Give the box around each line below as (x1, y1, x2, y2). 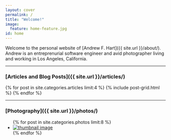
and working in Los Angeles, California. (5, 56, 88, 61)
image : (5, 21, 19, 27)
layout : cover (5, 7, 36, 13)
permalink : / (5, 12, 33, 17)
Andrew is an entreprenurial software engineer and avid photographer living (5, 50, 164, 56)
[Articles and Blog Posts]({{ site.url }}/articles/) (5, 73, 126, 80)
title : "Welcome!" (5, 17, 44, 22)
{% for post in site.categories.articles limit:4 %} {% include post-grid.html (5, 85, 160, 91)
